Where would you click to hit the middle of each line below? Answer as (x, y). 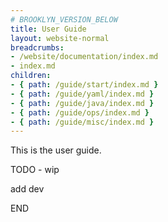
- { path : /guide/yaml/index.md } (82, 94)
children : (31, 76)
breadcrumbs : (37, 47)
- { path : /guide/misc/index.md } (82, 122)
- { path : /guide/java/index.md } (82, 103)
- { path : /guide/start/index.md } (84, 85)
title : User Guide (48, 29)
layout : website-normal (60, 38)
